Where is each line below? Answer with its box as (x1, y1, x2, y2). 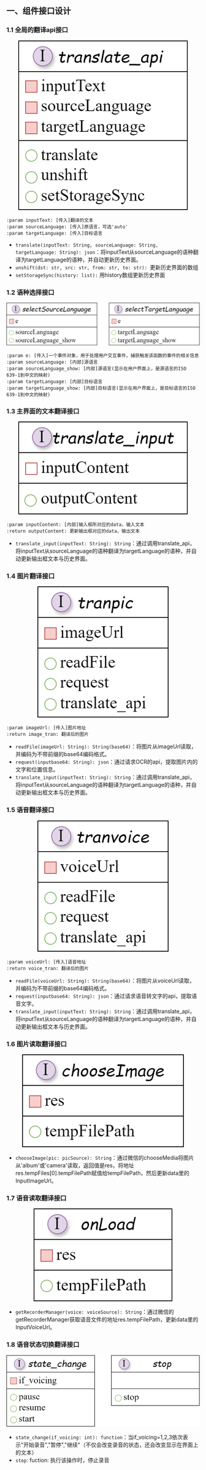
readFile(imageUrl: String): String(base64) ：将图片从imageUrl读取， (15, 743, 197, 750)
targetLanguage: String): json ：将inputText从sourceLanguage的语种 (15, 248, 194, 256)
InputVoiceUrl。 (15, 1323, 56, 1331)
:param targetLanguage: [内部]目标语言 (6, 378, 103, 385)
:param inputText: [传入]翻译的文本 (6, 217, 94, 223)
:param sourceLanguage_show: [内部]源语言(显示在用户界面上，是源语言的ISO (6, 366, 187, 372)
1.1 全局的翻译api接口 (6, 26, 69, 34)
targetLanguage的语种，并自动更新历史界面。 (26, 256, 142, 263)
